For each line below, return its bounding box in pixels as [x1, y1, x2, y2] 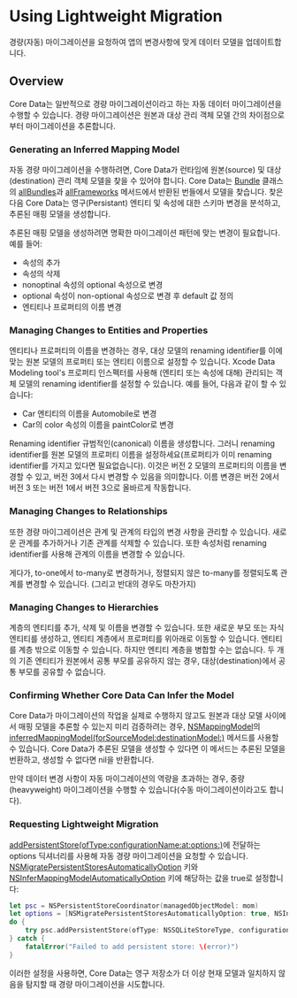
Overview [9, 73, 65, 89]
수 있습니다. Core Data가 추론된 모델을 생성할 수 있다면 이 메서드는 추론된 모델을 [9, 743, 286, 754]
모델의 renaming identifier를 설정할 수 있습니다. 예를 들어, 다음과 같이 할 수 [18, 379, 278, 389]
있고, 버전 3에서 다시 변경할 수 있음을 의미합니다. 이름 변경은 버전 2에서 [34, 472, 280, 482]
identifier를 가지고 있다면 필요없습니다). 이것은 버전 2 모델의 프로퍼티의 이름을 [9, 460, 278, 471]
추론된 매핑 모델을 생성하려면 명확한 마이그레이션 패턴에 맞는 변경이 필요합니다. [9, 227, 281, 238]
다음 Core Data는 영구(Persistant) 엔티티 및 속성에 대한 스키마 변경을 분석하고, [9, 197, 281, 209]
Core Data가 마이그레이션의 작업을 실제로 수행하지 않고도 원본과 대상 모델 [9, 710, 263, 721]
